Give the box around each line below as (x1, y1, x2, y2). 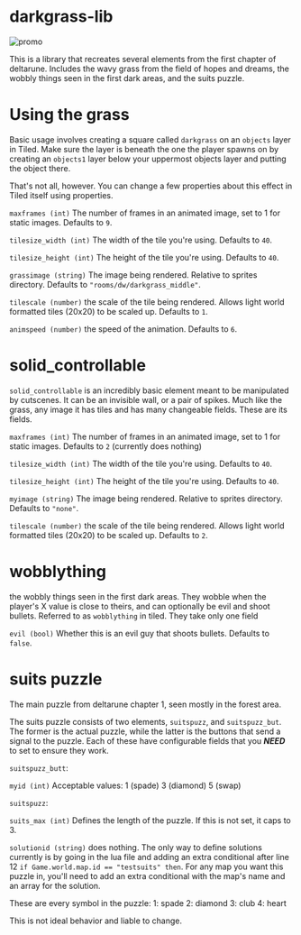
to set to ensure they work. (9, 745, 110, 756)
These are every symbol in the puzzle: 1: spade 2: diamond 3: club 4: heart (9, 897, 287, 908)
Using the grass (9, 105, 130, 125)
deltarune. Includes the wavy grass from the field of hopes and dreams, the (9, 63, 290, 74)
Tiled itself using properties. (9, 189, 114, 200)
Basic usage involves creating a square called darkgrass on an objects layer (9, 133, 291, 145)
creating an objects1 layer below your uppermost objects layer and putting (9, 153, 287, 164)
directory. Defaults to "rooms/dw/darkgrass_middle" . (9, 279, 201, 289)
